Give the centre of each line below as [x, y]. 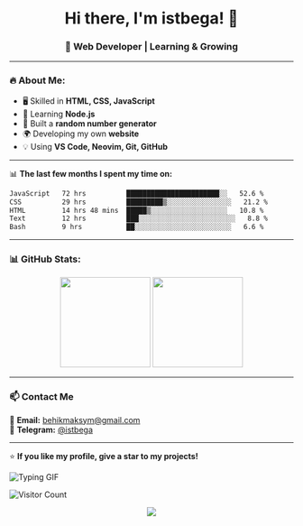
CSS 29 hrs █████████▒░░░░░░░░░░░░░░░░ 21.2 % [139, 202]
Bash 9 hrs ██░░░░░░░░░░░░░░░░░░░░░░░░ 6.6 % [137, 227]
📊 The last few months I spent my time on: [91, 173]
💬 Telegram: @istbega [51, 429]
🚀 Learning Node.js [59, 114]
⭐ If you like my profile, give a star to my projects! [104, 456]
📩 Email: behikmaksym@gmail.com [75, 420]
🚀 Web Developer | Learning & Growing [151, 47]
